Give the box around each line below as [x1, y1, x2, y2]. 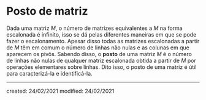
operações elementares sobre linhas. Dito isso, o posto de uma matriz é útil [6, 63, 197, 71]
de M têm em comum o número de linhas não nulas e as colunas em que [6, 44, 190, 51]
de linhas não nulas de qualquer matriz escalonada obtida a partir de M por [6, 57, 196, 64]
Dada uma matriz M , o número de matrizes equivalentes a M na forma [6, 24, 183, 32]
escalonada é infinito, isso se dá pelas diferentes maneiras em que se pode [6, 30, 197, 38]
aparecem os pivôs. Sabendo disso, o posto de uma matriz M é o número [6, 50, 192, 57]
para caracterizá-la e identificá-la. [6, 70, 93, 77]
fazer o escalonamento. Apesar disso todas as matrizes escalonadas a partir [6, 37, 200, 45]
